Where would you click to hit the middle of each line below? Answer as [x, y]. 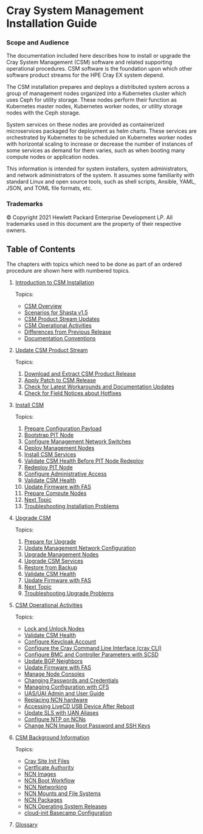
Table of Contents [41, 249]
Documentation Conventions [60, 338]
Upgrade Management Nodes [61, 554]
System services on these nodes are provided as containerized [85, 125]
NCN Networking [46, 787]
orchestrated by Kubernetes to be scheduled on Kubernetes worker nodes [99, 138]
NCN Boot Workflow [50, 780]
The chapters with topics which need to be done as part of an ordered [94, 264]
